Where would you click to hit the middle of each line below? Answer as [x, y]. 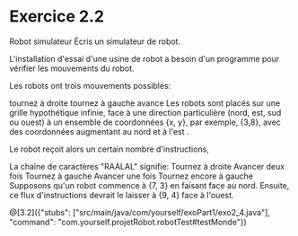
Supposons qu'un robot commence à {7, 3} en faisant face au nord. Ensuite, [149, 185]
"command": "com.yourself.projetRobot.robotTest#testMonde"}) [128, 222]
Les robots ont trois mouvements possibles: [90, 85]
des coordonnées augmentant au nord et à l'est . [100, 131]
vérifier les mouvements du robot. [72, 68]
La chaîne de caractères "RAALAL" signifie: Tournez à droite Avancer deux [147, 166]
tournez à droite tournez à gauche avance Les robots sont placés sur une [145, 103]
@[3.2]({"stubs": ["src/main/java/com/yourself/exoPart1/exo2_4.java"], [140, 212]
